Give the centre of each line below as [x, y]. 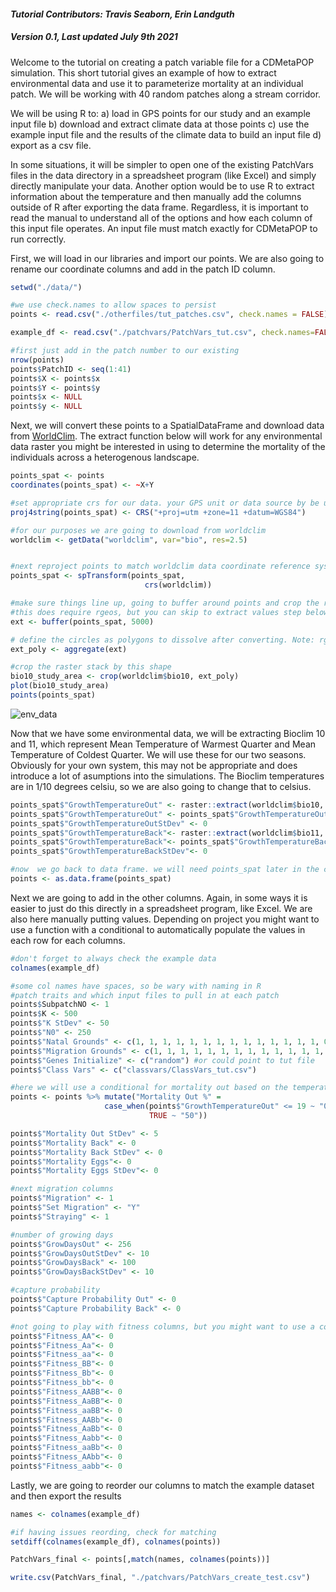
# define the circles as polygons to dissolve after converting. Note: [162, 640]
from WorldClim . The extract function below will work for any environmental [166, 436]
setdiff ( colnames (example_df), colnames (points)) [116, 1541]
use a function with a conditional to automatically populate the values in [158, 929]
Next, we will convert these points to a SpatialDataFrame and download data [167, 426]
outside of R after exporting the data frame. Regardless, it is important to [159, 207]
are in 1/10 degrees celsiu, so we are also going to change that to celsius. [161, 786]
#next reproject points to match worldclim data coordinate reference [160, 566]
